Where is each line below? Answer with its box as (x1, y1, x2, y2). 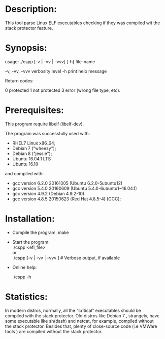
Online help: (12, 264, 37, 270)
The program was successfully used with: (5, 130, 90, 136)
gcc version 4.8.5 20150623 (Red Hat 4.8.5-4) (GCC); (12, 196, 121, 202)
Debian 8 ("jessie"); (12, 151, 52, 156)
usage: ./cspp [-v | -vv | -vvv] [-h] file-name (5, 58, 95, 65)
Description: (5, 3, 57, 15)
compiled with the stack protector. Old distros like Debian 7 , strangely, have (5, 312, 160, 319)
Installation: (5, 213, 55, 224)
